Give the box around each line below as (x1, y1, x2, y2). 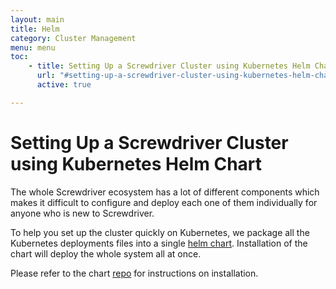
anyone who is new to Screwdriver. (10, 207, 155, 219)
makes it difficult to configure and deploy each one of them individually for (10, 196, 318, 208)
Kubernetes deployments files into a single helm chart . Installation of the (10, 237, 308, 249)
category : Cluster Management (10, 33, 137, 43)
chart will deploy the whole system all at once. (10, 247, 202, 260)
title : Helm (10, 24, 60, 34)
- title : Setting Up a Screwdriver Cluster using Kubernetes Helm (28, 61, 311, 71)
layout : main (10, 14, 65, 25)
